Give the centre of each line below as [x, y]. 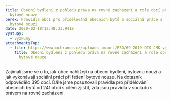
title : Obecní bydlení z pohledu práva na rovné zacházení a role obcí [83, 10]
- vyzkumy [20, 39]
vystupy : [15, 33]
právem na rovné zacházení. [35, 93]
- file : [18, 48]
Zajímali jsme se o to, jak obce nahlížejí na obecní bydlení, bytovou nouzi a [83, 72]
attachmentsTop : [22, 43]
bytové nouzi [24, 24]
